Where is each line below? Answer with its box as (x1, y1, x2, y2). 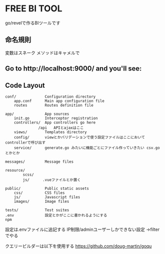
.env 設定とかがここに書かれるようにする (5, 213, 107, 218)
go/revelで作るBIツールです (5, 20, 61, 26)
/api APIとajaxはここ (38, 125, 84, 130)
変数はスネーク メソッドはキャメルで (5, 50, 80, 56)
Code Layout (5, 81, 45, 89)
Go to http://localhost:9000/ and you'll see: (5, 65, 142, 73)
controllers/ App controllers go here (14, 120, 96, 125)
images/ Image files (14, 199, 69, 204)
